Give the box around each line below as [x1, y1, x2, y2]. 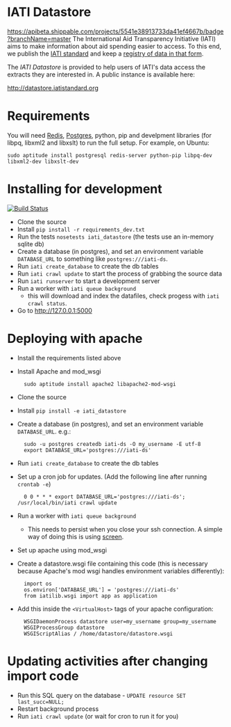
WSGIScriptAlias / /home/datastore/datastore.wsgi [24, 630, 173, 637]
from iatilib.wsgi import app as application [24, 592, 157, 599]
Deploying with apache [7, 331, 143, 346]
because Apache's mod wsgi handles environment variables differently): [17, 566, 225, 575]
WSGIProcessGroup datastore [24, 624, 105, 631]
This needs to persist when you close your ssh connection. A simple [27, 525, 223, 533]
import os [24, 580, 52, 587]
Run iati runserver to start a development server [17, 276, 160, 285]
